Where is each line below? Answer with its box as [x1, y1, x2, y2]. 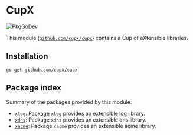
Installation [6, 51, 48, 62]
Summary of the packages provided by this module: [6, 98, 132, 106]
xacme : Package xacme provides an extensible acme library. [14, 122, 156, 129]
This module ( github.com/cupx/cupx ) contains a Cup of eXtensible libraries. [6, 34, 188, 41]
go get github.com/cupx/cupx [6, 67, 78, 73]
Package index [6, 83, 62, 93]
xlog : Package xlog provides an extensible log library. [14, 110, 146, 117]
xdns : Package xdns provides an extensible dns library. [14, 116, 147, 123]
